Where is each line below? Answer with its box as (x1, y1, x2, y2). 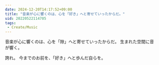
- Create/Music (7, 25, 38, 30)
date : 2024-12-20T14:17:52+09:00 (5, 7, 72, 12)
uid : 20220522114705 (5, 16, 47, 21)
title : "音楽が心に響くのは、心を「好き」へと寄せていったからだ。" (5, 12, 125, 16)
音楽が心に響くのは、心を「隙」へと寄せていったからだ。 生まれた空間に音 (5, 39, 154, 45)
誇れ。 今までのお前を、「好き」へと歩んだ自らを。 (5, 55, 106, 61)
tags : (5, 20, 16, 26)
